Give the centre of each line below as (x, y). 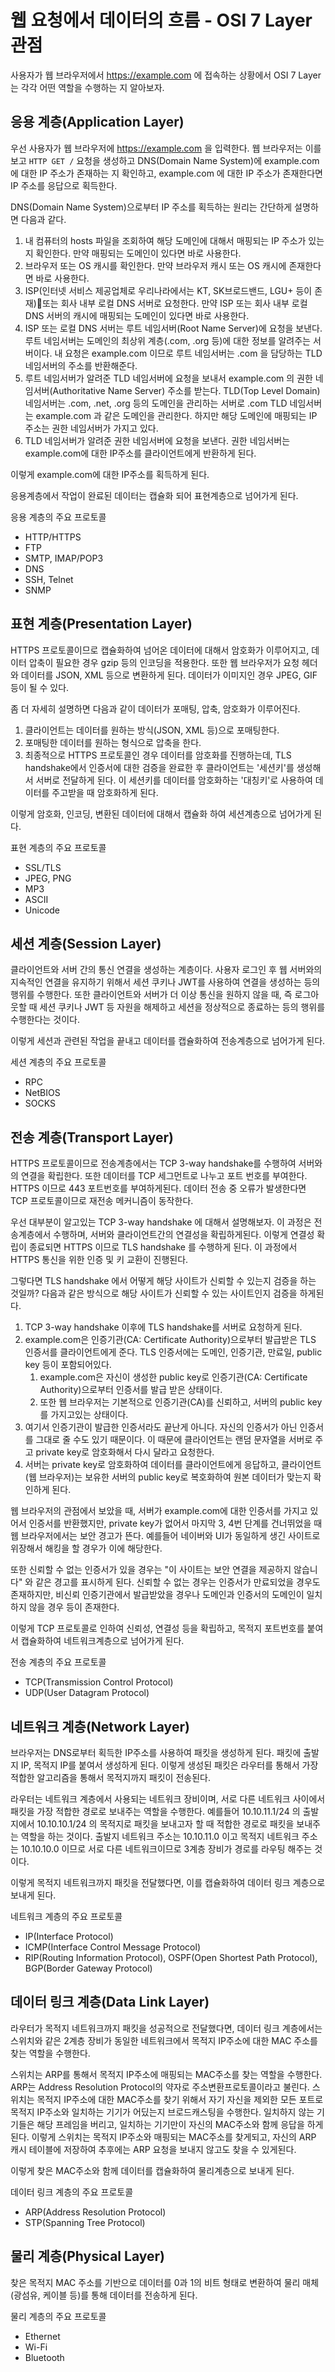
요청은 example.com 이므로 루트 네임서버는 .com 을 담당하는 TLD (193, 353)
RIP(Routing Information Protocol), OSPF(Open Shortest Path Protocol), (171, 1957)
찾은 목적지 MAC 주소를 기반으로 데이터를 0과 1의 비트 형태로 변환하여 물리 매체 (165, 2282)
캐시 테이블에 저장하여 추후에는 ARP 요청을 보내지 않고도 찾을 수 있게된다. (153, 2149)
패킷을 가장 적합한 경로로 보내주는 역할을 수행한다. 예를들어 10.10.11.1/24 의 (155, 1811)
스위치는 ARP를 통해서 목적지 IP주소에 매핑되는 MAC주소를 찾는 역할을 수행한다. (166, 2074)
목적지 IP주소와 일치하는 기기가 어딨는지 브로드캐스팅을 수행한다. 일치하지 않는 (162, 2112)
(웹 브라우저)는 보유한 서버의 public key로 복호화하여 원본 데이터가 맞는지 (168, 1477)
